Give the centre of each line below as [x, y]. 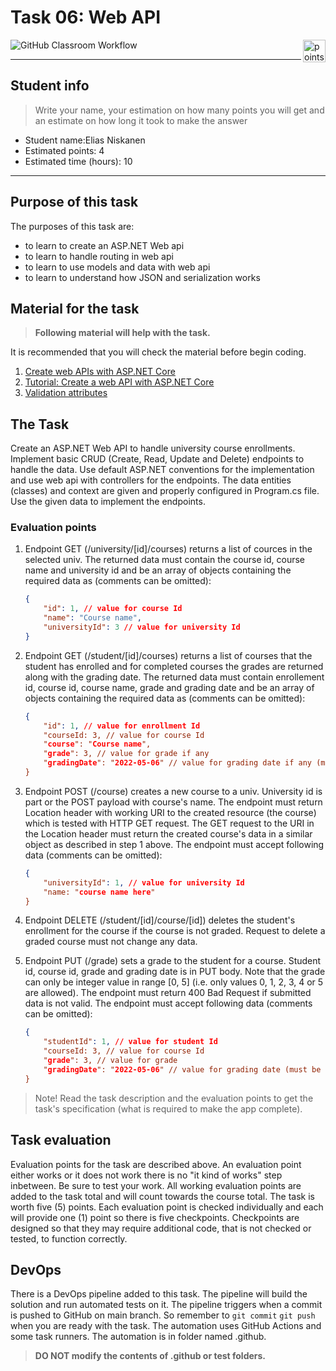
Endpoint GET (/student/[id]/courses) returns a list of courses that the [168, 655]
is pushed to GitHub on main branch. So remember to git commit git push [163, 1315]
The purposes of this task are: [72, 226]
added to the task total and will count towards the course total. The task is [162, 1196]
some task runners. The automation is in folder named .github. [138, 1337]
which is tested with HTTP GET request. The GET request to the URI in [169, 823]
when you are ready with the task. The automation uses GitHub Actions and [166, 1326]
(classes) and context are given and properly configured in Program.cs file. [165, 491]
